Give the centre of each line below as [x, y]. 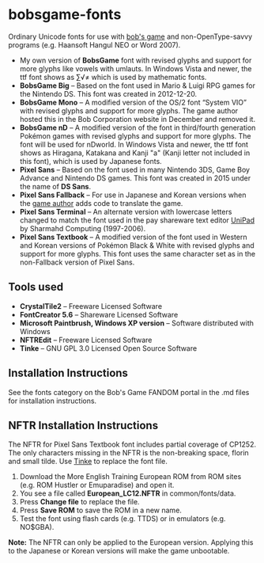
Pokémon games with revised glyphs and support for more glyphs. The [135, 135]
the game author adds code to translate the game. [101, 203]
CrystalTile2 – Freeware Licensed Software [91, 306]
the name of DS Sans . [55, 186]
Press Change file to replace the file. [79, 502]
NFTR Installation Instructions [83, 425]
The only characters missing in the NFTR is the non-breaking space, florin [128, 453]
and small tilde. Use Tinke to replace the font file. [88, 462]
